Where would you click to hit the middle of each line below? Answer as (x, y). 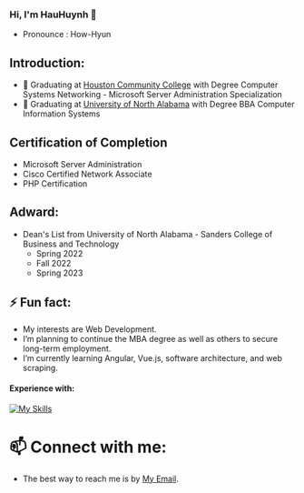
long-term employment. (67, 348)
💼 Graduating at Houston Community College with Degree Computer (150, 85)
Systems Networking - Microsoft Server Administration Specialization (152, 95)
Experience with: (42, 388)
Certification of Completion (88, 142)
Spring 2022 (59, 253)
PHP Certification (55, 183)
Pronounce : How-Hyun (67, 35)
